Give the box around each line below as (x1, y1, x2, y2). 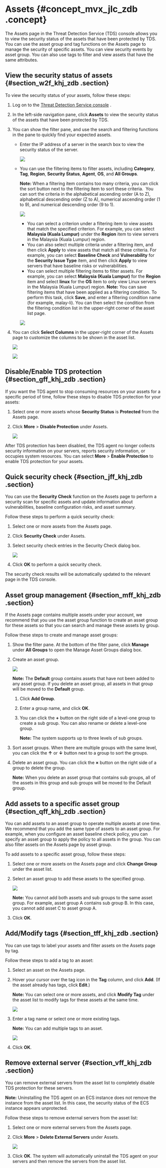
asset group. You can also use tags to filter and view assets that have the (5, 51, 154, 58)
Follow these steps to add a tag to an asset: (5, 957, 94, 963)
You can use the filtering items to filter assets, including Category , (19, 165, 155, 171)
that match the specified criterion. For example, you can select (27, 226, 155, 232)
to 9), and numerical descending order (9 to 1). (19, 201, 115, 207)
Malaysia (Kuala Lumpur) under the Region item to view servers (27, 231, 159, 237)
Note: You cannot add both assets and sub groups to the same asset (12, 895, 153, 900)
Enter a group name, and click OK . (19, 705, 90, 711)
